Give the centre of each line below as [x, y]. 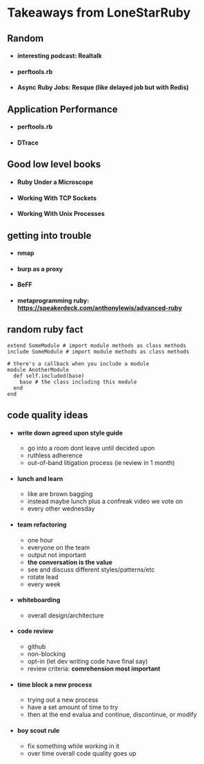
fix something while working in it [73, 746]
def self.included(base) [49, 376]
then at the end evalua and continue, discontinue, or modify [112, 715]
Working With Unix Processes [61, 214]
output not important [57, 554]
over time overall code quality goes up [82, 753]
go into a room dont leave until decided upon [91, 448]
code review [35, 631]
